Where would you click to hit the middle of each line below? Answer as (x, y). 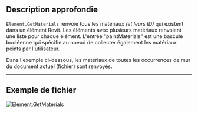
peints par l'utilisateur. (33, 49)
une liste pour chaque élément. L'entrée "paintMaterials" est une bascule (95, 36)
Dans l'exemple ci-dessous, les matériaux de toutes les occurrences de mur (98, 60)
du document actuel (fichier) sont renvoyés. (60, 66)
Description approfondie (52, 10)
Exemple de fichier (41, 90)
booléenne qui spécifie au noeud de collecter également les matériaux (92, 42)
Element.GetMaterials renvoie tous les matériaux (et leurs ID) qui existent (95, 23)
